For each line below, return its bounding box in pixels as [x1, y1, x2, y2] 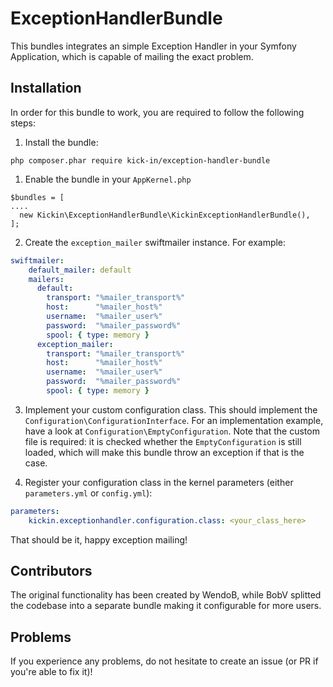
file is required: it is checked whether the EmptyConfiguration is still [24, 435, 302, 447]
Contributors [10, 563, 93, 580]
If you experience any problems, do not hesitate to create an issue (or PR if [10, 655, 319, 667]
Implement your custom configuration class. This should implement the [24, 403, 318, 416]
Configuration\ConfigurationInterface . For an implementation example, [24, 414, 324, 426]
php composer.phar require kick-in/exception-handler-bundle [10, 155, 271, 166]
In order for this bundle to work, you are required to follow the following [10, 106, 305, 118]
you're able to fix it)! [10, 666, 93, 678]
